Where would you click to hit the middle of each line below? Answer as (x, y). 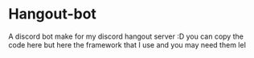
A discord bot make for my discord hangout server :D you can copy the (126, 36)
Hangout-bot (52, 14)
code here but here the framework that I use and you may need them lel (127, 44)
